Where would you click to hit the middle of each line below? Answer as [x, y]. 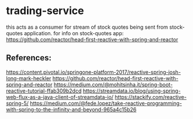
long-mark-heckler [29, 78]
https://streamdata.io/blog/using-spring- [132, 91]
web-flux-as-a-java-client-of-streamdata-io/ [60, 97]
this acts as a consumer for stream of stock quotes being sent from [87, 27]
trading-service [45, 11]
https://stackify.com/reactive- [151, 97]
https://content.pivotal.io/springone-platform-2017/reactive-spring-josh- [94, 72]
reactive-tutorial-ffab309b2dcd [44, 91]
